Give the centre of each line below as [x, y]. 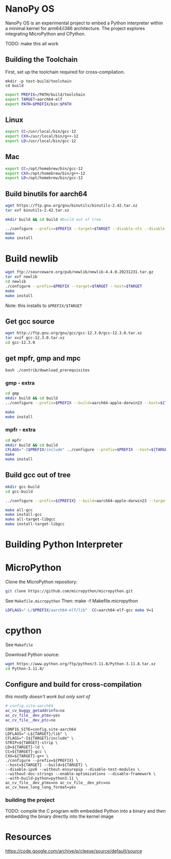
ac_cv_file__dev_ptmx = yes [33, 716]
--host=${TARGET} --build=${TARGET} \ [46, 765]
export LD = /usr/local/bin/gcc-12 [41, 141]
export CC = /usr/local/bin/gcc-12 [41, 132]
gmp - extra [20, 383]
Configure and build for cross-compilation [74, 684]
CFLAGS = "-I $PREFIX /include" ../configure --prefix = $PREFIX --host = [78, 450]
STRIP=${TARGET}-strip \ [32, 743]
